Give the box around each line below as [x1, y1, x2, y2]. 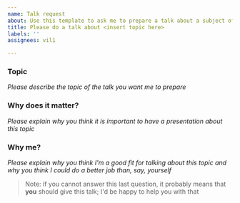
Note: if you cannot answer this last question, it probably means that [24, 179, 226, 189]
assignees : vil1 [7, 37, 56, 44]
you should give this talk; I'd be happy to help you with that [24, 187, 199, 196]
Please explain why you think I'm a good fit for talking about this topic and [7, 158, 227, 167]
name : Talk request [7, 10, 66, 18]
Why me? [7, 142, 41, 152]
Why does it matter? [7, 100, 79, 110]
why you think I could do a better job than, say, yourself [7, 166, 172, 175]
